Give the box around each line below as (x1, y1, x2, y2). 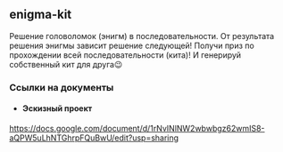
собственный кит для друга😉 (9, 59, 123, 69)
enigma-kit (9, 7, 72, 22)
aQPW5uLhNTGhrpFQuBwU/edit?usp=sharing (9, 132, 179, 143)
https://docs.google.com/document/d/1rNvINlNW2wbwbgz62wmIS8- (9, 123, 265, 133)
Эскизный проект (21, 103, 93, 114)
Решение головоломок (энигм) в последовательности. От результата (9, 30, 275, 41)
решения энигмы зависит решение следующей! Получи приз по (9, 40, 254, 51)
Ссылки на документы (9, 81, 114, 93)
